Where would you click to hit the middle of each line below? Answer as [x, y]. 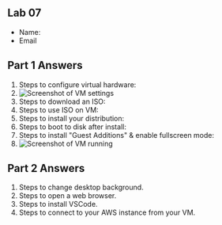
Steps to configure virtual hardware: [77, 84]
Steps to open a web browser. [68, 196]
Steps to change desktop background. [81, 187]
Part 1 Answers [45, 65]
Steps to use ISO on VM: [59, 109]
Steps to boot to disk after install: [73, 127]
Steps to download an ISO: [62, 101]
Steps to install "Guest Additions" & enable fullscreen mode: [117, 135]
